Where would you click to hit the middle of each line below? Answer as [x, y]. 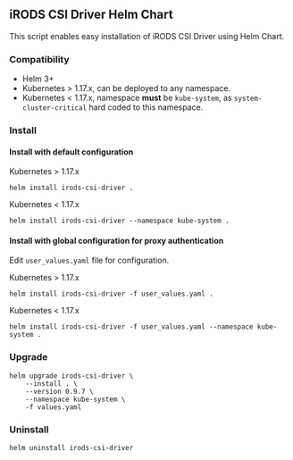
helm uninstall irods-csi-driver [71, 448]
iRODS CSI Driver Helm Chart [91, 15]
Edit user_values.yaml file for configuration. [89, 260]
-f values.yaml [54, 407]
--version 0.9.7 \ [59, 391]
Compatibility [39, 59]
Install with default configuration [71, 152]
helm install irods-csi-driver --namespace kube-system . [119, 221]
